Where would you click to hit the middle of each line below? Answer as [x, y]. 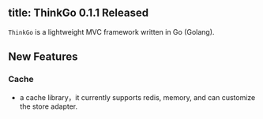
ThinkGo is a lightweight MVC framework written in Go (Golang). [111, 32]
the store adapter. [49, 106]
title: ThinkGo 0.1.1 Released [78, 13]
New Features [43, 57]
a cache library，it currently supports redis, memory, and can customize [137, 97]
